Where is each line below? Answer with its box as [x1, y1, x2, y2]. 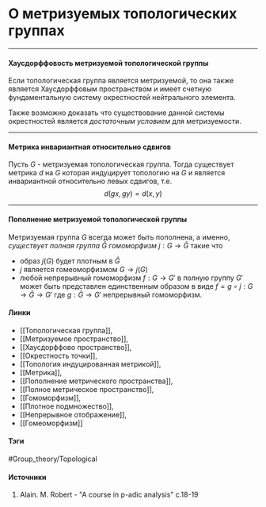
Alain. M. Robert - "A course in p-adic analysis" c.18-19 [19, 490, 199, 500]
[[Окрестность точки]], [19, 351, 97, 360]
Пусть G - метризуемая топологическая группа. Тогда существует [8, 159, 235, 169]
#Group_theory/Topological [8, 454, 97, 463]
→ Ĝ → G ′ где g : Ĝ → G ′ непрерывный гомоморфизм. [19, 290, 203, 299]
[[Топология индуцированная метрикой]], [19, 359, 161, 369]
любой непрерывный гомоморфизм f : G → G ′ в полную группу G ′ [19, 273, 243, 282]
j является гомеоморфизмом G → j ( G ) [19, 264, 149, 274]
